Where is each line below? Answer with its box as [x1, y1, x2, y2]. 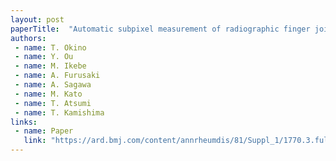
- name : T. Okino [14, 42, 87, 53]
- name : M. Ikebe [14, 61, 87, 71]
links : [10, 117, 38, 127]
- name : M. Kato [14, 89, 83, 99]
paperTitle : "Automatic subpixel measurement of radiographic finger [10, 24, 311, 34]
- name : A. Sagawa [14, 80, 92, 90]
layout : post [10, 14, 65, 25]
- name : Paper [14, 126, 74, 136]
